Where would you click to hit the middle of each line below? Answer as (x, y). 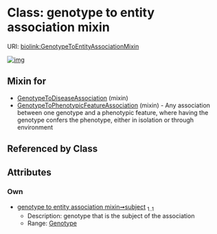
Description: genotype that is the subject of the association (111, 215)
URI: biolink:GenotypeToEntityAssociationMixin (73, 46)
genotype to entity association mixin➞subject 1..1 (85, 208)
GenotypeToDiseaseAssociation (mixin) (72, 98)
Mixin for (27, 82)
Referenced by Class (53, 149)
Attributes (29, 172)
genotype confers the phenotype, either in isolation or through (105, 120)
